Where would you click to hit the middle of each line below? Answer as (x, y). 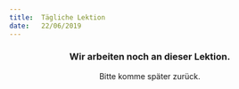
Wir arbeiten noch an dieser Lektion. (150, 57)
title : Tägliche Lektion (57, 17)
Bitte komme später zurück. (150, 76)
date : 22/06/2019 (45, 26)
